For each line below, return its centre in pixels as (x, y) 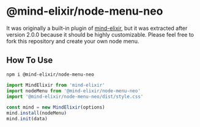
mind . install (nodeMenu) (37, 113)
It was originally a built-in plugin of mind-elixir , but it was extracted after (97, 28)
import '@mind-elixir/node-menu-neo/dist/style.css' (75, 96)
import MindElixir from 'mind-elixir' (56, 85)
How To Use (30, 60)
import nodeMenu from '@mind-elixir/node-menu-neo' (73, 91)
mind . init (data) (27, 119)
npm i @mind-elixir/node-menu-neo (50, 74)
